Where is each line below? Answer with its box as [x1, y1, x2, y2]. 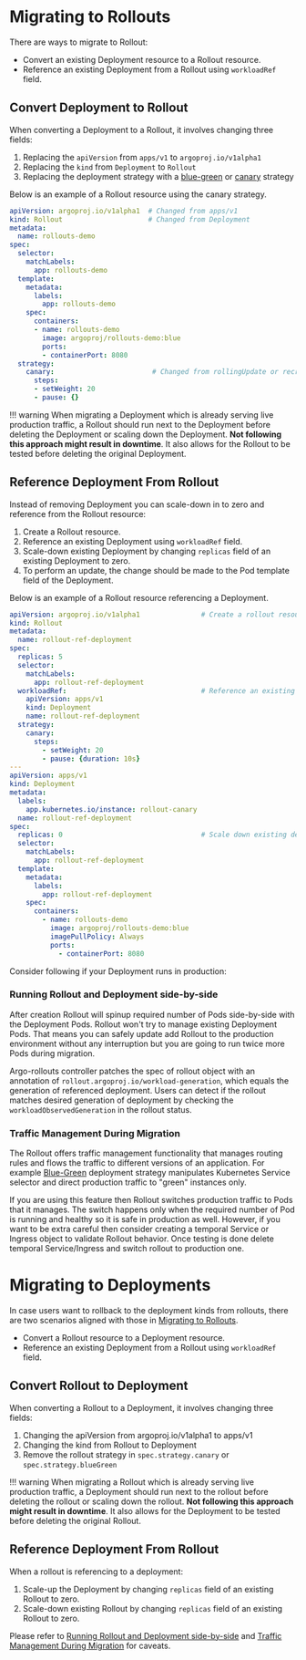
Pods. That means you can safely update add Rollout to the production [9, 1028, 274, 1039]
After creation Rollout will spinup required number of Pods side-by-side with [9, 1009, 295, 1020]
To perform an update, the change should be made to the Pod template [22, 565, 290, 576]
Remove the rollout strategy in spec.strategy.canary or [22, 1448, 229, 1460]
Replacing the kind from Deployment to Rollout [22, 161, 197, 172]
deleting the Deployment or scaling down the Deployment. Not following [9, 429, 282, 440]
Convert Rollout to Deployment [9, 1378, 189, 1394]
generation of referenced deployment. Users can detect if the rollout [9, 1084, 267, 1095]
